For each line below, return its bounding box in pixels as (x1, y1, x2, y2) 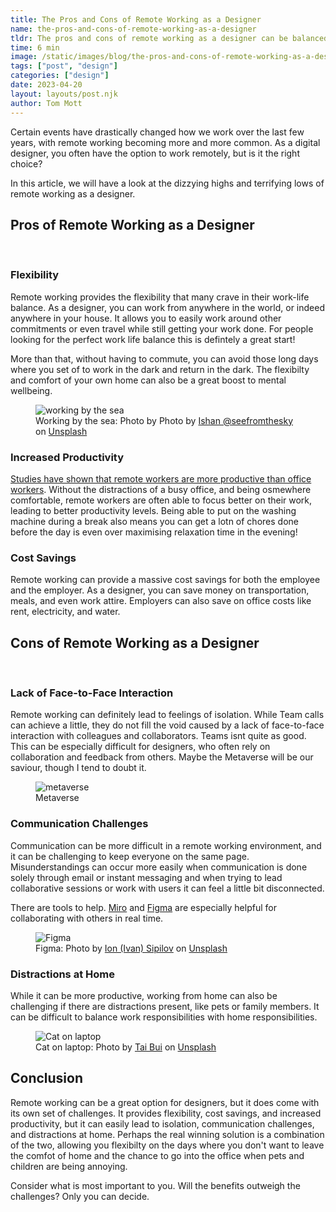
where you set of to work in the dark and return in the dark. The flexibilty (10, 363, 310, 375)
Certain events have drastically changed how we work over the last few (10, 126, 305, 138)
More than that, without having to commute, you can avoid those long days (10, 352, 319, 365)
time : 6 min (10, 42, 60, 53)
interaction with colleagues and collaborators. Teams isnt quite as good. (10, 730, 307, 742)
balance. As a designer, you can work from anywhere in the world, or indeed (10, 301, 325, 313)
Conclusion (10, 1070, 84, 1087)
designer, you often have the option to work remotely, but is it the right (10, 147, 300, 159)
